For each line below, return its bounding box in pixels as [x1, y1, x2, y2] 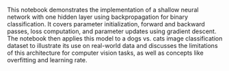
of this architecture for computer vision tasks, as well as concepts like [7, 49, 204, 57]
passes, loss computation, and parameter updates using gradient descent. [7, 27, 217, 35]
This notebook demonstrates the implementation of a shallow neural [7, 6, 199, 14]
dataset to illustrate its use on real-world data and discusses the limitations [7, 42, 218, 49]
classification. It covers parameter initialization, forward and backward [7, 20, 205, 28]
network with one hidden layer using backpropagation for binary [7, 13, 189, 21]
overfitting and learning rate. [7, 56, 87, 64]
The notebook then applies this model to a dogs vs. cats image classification [7, 34, 223, 43]
